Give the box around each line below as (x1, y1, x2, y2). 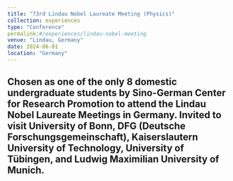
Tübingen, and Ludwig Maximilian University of (7, 153, 220, 165)
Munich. (7, 164, 44, 177)
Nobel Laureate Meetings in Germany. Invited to (7, 109, 222, 121)
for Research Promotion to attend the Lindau (7, 98, 207, 110)
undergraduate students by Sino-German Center (7, 87, 226, 99)
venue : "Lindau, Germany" (7, 37, 83, 44)
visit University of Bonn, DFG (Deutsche (7, 120, 186, 132)
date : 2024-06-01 (7, 43, 59, 50)
